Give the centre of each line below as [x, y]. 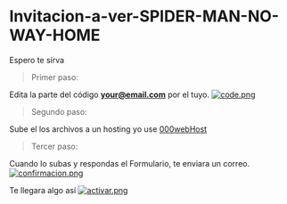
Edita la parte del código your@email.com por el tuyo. [109, 94]
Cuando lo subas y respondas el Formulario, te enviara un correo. [130, 163]
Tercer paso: [54, 146]
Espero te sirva [37, 60]
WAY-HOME [55, 35]
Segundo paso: [59, 111]
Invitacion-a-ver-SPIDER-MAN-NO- [144, 16]
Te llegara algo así [43, 190]
